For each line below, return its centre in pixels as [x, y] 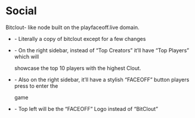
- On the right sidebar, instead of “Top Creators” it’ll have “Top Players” [101, 50]
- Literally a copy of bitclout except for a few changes [80, 39]
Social [21, 11]
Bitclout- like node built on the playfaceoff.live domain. [72, 27]
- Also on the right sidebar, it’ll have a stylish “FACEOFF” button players [102, 79]
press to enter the [36, 86]
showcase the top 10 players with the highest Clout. [78, 68]
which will [27, 56]
